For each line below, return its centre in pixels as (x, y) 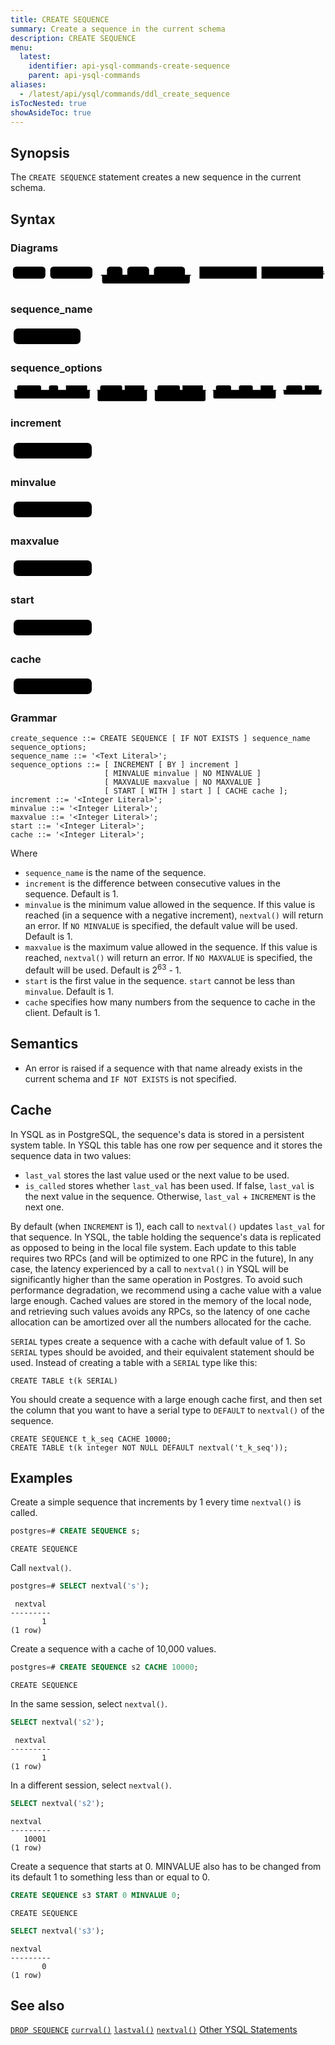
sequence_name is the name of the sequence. (115, 873)
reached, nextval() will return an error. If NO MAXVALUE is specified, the (168, 958)
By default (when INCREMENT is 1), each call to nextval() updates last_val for (168, 1226)
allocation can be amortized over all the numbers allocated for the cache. (161, 1322)
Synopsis (40, 152)
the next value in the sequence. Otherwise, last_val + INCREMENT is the (170, 1196)
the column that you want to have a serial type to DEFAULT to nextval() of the (167, 1410)
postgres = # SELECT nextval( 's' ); (80, 1586)
